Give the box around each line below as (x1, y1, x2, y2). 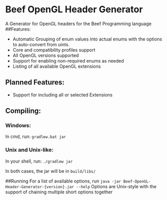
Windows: (5, 122, 32, 129)
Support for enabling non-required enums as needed (12, 57, 124, 64)
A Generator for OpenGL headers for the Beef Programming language (5, 21, 152, 27)
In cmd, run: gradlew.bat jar (5, 133, 66, 139)
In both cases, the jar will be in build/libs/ (5, 168, 96, 174)
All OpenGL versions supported (12, 52, 79, 58)
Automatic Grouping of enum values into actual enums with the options (12, 36, 162, 42)
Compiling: (5, 107, 41, 115)
